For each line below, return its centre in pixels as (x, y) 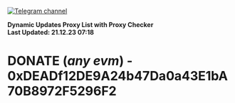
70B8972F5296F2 (62, 91)
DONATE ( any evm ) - (70, 61)
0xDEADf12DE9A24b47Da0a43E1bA (117, 76)
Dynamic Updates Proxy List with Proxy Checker (80, 25)
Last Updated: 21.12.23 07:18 (51, 32)
